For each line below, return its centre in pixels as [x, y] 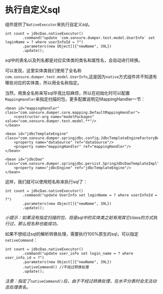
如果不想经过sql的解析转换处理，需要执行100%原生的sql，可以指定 [72, 234]
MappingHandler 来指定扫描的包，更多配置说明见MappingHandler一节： [75, 99]
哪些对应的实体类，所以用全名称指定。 [43, 83]
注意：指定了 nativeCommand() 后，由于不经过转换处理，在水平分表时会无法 [79, 281]
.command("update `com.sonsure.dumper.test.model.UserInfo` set [89, 38]
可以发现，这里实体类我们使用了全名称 [43, 70]
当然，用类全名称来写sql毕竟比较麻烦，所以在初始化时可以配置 [67, 93]
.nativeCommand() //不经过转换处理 [56, 267]
